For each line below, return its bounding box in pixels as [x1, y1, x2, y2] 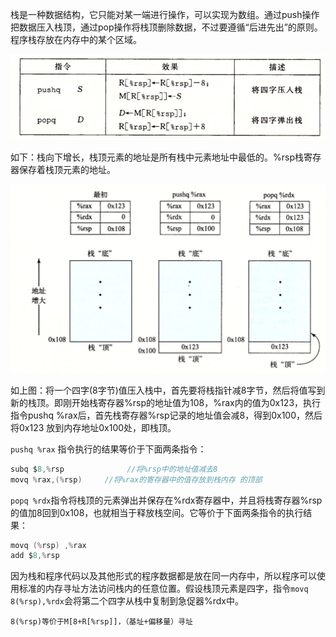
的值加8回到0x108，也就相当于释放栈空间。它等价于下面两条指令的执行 [10, 506, 304, 518]
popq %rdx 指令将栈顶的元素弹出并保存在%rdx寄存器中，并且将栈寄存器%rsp [10, 494, 323, 506]
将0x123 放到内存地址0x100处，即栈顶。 [10, 421, 177, 433]
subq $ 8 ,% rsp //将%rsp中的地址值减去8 [10, 464, 218, 474]
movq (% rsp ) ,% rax [10, 540, 87, 550]
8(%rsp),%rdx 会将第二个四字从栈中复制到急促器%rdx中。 [10, 595, 244, 607]
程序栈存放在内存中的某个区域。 [10, 34, 142, 45]
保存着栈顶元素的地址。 [18, 164, 116, 176]
